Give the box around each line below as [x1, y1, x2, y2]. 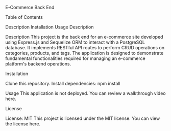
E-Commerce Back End [5, 5, 55, 10]
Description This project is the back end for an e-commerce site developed [5, 34, 163, 40]
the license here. [5, 121, 41, 126]
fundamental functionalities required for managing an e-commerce [5, 55, 145, 61]
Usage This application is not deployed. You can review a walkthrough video [5, 90, 166, 96]
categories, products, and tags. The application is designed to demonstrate [5, 50, 164, 56]
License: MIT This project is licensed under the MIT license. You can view [5, 115, 160, 121]
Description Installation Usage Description [5, 24, 94, 30]
